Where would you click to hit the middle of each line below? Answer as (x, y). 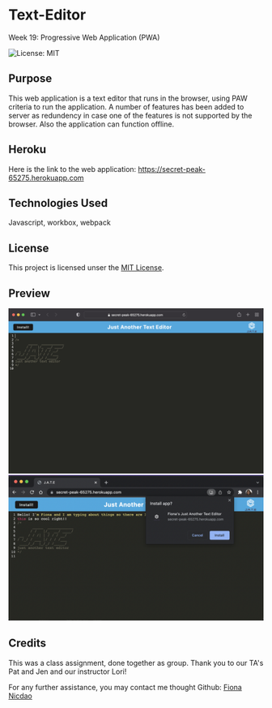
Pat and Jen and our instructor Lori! (68, 672)
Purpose (30, 79)
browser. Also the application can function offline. (91, 124)
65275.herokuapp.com (46, 178)
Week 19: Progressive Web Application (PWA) (84, 37)
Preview (30, 293)
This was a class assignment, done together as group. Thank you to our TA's (136, 663)
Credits (28, 644)
